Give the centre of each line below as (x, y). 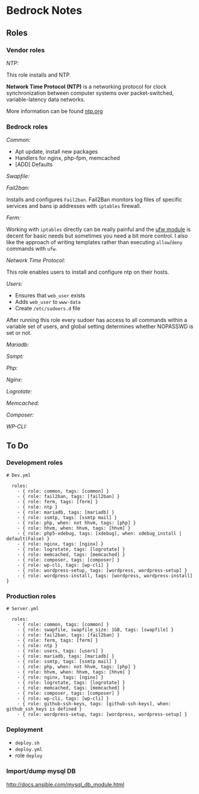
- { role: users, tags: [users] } (60, 651)
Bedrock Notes (44, 11)
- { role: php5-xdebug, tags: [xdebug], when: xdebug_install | (99, 533)
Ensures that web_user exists (50, 295)
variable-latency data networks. (46, 99)
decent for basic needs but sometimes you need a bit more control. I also (97, 236)
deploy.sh (27, 743)
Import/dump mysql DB (41, 771)
